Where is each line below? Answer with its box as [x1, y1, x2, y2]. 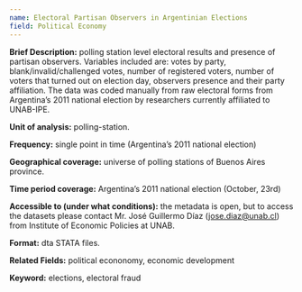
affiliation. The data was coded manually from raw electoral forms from [9, 85, 273, 96]
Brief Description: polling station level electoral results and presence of [9, 46, 276, 57]
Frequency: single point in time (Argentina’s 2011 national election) [9, 139, 257, 150]
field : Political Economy [9, 22, 106, 31]
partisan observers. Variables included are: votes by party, [9, 56, 227, 67]
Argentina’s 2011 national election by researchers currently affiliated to [9, 94, 270, 105]
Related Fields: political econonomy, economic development [9, 254, 235, 266]
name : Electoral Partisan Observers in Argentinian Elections [9, 13, 248, 23]
